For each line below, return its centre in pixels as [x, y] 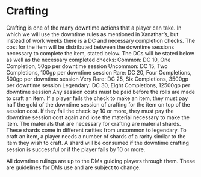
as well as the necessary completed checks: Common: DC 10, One [88, 60]
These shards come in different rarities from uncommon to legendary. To [96, 130]
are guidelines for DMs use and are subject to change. [73, 167]
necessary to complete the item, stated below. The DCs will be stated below [100, 53]
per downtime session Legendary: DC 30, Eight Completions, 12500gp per [98, 85]
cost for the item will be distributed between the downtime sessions [90, 47]
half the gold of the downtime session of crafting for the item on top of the [98, 104]
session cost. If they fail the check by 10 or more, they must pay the [90, 111]
